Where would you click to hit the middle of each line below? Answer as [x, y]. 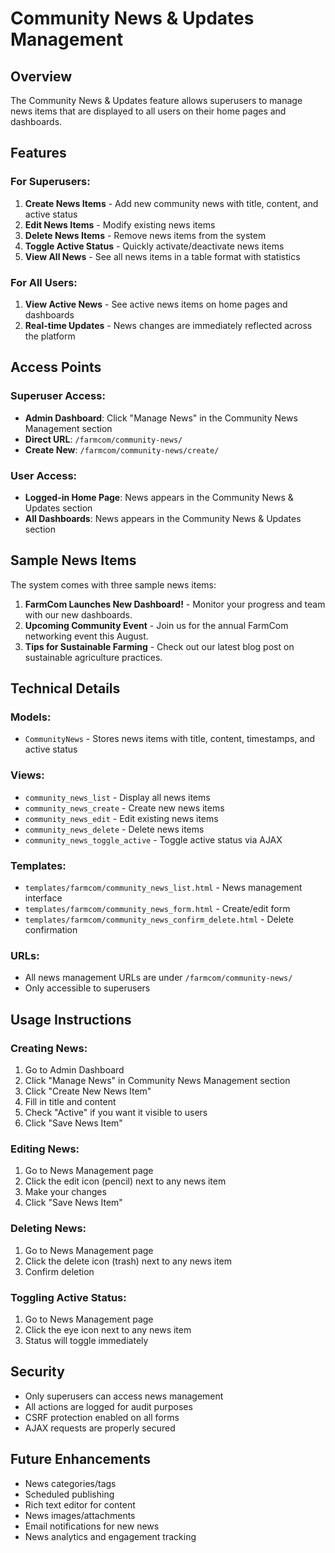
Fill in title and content [70, 1102]
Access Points [56, 367]
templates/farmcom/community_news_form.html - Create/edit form [157, 909]
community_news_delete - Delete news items [114, 829]
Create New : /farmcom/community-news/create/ [122, 449]
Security [37, 1372]
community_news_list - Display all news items [117, 797]
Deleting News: [48, 1229]
